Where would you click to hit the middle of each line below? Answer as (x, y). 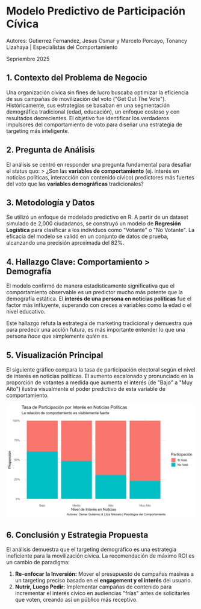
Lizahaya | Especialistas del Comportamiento (62, 47)
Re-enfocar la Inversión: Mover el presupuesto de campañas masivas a (104, 574)
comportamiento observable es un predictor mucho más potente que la (95, 292)
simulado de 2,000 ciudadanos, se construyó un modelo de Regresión (94, 224)
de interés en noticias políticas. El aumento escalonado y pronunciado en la (100, 376)
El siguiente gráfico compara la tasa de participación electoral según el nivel (101, 369)
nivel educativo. (26, 312)
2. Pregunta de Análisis (51, 150)
